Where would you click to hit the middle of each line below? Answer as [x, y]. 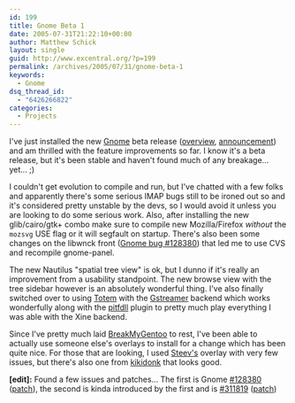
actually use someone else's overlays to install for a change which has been [147, 344]
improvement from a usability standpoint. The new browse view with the [140, 279]
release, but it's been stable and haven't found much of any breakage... [139, 160]
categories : [31, 108]
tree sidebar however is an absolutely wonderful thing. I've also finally [136, 289]
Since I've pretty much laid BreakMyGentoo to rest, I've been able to [133, 334]
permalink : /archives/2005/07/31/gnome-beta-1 [96, 67]
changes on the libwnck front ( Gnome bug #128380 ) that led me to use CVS [147, 244]
